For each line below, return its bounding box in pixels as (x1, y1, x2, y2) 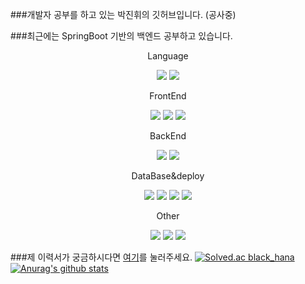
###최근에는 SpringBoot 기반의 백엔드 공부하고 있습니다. (10, 30, 233, 42)
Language (147, 50, 189, 62)
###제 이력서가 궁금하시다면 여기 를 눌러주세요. (10, 251, 193, 263)
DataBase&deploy (131, 170, 205, 182)
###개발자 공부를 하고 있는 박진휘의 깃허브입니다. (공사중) (10, 9, 237, 20)
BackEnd (149, 130, 187, 142)
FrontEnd (149, 90, 187, 102)
